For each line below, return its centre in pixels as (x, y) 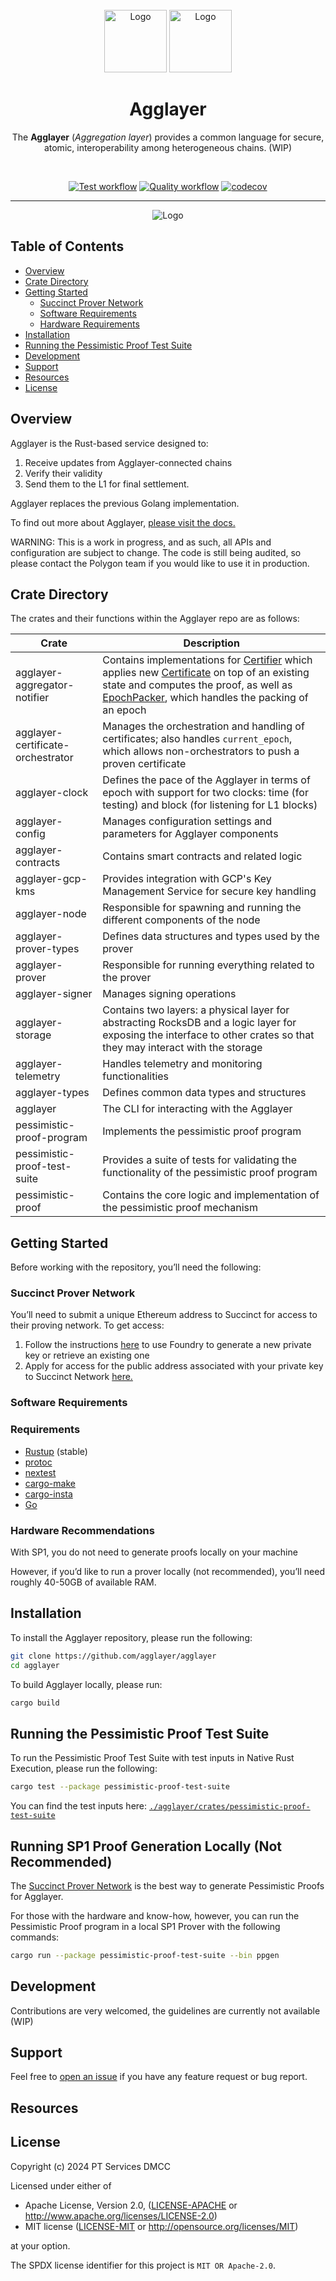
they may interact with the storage (182, 1048)
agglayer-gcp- (51, 879)
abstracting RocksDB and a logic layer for (199, 1023)
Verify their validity (63, 473)
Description (211, 643)
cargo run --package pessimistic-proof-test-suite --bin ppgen (145, 1955)
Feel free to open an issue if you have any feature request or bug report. (159, 2077)
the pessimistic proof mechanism (180, 1208)
